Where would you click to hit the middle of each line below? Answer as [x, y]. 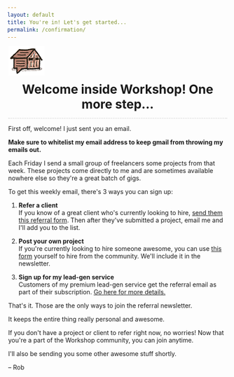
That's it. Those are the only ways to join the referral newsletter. [100, 306]
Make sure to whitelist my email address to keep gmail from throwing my [116, 142]
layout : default [31, 15]
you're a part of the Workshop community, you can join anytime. [101, 341]
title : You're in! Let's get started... [67, 22]
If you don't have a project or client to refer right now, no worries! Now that [116, 333]
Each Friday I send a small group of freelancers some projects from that [111, 163]
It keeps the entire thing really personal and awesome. [86, 320]
